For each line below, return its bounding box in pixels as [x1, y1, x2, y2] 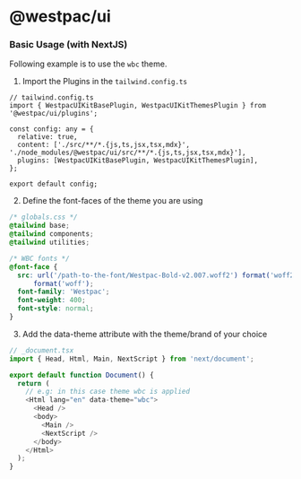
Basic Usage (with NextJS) [9, 39, 128, 51]
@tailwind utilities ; [9, 238, 90, 248]
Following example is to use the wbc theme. [9, 58, 168, 69]
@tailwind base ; [9, 222, 70, 231]
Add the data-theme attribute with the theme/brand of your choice [21, 328, 268, 339]
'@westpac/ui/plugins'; [9, 109, 99, 118]
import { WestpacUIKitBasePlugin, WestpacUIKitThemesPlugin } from [9, 101, 267, 110]
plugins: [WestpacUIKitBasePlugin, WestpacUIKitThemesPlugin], [17, 156, 258, 165]
